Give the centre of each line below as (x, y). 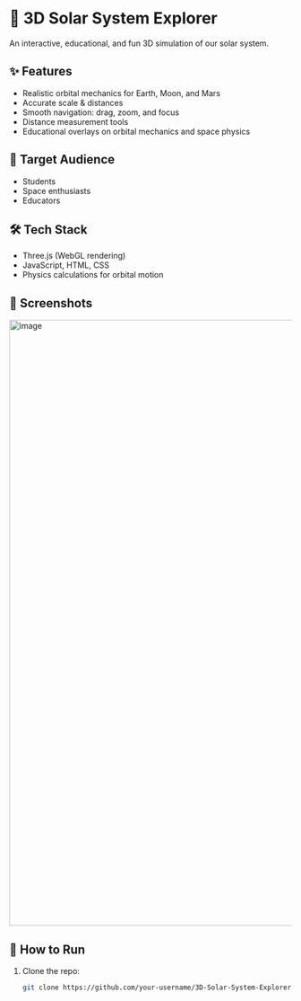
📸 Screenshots (51, 303)
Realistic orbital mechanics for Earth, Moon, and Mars (121, 93)
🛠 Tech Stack (48, 230)
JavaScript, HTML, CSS (66, 265)
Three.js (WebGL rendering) (74, 256)
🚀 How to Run (47, 949)
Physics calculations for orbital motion (93, 275)
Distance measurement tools (75, 121)
